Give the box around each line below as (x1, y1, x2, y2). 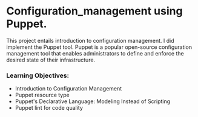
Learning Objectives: (6, 71, 70, 80)
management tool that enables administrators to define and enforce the (6, 49, 184, 57)
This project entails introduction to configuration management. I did (6, 37, 174, 44)
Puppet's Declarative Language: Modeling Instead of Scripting (15, 98, 171, 105)
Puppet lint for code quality (15, 104, 84, 112)
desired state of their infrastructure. (6, 56, 96, 63)
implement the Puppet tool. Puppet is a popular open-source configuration (6, 43, 193, 51)
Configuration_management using (6, 4, 183, 18)
